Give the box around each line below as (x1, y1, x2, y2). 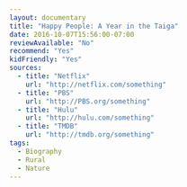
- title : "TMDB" (17, 122, 78, 131)
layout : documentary (9, 13, 87, 22)
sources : (9, 64, 42, 73)
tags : (9, 138, 30, 147)
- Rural (17, 155, 47, 165)
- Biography (17, 147, 63, 156)
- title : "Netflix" (17, 72, 91, 81)
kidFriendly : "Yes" (9, 55, 83, 64)
